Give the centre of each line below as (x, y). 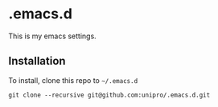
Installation (37, 61)
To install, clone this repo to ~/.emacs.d (73, 80)
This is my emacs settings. (52, 36)
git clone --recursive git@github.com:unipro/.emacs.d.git (109, 95)
